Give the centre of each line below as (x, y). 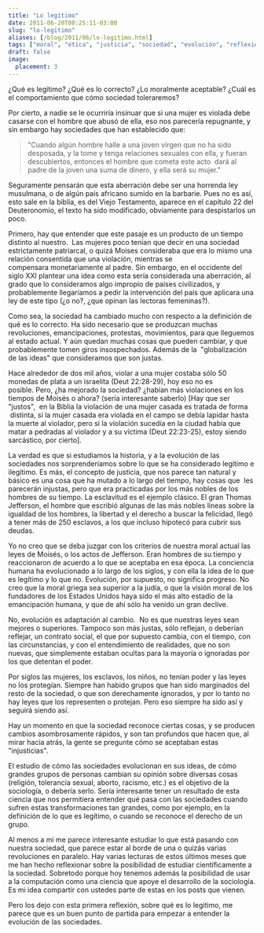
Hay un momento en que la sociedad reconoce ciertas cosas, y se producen (132, 725)
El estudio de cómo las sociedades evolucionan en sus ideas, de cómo (123, 765)
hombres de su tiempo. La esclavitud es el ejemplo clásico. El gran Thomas (130, 497)
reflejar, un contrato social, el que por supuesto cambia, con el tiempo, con (130, 636)
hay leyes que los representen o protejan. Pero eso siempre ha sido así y (126, 702)
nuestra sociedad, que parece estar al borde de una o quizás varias (117, 848)
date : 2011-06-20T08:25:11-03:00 (63, 23)
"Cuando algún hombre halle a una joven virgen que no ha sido (129, 144)
